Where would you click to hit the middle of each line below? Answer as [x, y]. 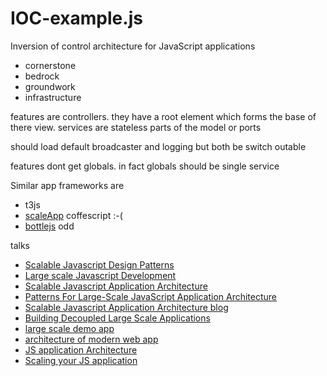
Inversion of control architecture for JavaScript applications [133, 46]
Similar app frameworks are [67, 185]
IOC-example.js [76, 18]
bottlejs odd [49, 226]
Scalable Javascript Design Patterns [99, 264]
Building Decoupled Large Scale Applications [117, 318]
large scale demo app [69, 328]
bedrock [42, 76]
